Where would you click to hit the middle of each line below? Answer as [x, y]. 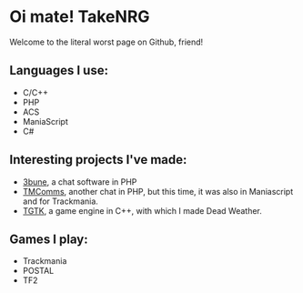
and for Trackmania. [60, 201]
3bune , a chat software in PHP [80, 182]
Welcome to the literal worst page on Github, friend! [106, 42]
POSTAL [38, 271]
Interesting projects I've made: [98, 160]
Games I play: [49, 239]
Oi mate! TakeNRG [80, 17]
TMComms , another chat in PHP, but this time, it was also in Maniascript [158, 191]
